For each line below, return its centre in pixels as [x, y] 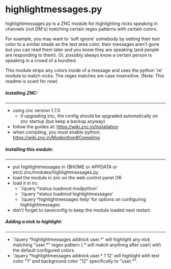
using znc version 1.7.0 [36, 110]
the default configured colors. [44, 250]
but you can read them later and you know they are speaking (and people [82, 49]
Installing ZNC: [22, 93]
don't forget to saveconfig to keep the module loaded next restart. [82, 210]
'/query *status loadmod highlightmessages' [67, 194]
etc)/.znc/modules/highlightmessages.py [55, 172]
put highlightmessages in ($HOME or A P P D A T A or [65, 167]
